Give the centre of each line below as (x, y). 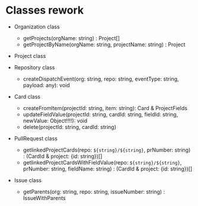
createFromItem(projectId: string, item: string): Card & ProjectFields (105, 108)
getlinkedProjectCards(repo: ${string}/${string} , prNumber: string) (107, 150)
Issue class (28, 180)
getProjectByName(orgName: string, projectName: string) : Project (104, 44)
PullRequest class (36, 138)
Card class (27, 96)
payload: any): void (47, 85)
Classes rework (45, 10)
